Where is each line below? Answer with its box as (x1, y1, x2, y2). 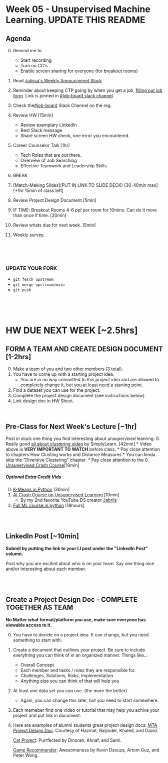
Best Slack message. (20, 127, 64, 133)
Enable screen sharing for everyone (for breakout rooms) (20, 68, 138, 74)
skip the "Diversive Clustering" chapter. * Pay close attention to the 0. (5, 457, 149, 463)
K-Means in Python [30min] (12, 486, 70, 493)
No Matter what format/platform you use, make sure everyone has (5, 616, 146, 622)
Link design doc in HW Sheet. (12, 398, 74, 404)
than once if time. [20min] (12, 212, 66, 218)
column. (5, 551, 23, 557)
